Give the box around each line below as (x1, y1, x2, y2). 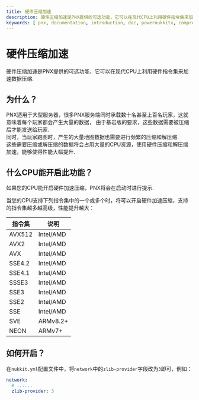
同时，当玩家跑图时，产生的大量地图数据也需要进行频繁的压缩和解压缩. (6, 134, 179, 141)
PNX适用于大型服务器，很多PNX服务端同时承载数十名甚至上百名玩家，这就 (6, 111, 189, 119)
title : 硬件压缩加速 (6, 8, 52, 15)
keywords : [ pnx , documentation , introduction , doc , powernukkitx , (6, 20, 176, 26)
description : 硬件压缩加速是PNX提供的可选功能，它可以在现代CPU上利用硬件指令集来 (6, 14, 189, 20)
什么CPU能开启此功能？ (6, 167, 93, 177)
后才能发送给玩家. (6, 126, 50, 134)
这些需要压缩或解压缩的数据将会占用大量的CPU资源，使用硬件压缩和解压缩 (6, 141, 188, 148)
